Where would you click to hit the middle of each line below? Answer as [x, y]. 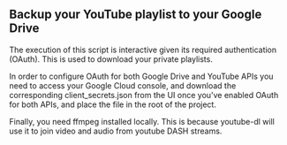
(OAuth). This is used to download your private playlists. [111, 59]
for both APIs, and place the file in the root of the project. [113, 104]
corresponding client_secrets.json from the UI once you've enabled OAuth [144, 95]
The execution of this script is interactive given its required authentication [143, 50]
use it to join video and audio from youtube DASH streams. [116, 131]
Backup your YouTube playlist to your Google [136, 15]
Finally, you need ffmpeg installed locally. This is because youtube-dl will [142, 121]
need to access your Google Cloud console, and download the [123, 85]
